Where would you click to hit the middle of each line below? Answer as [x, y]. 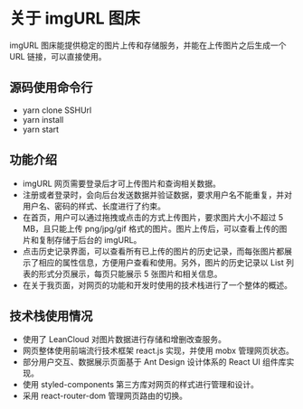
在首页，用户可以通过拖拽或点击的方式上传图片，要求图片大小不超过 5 [153, 217]
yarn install [43, 119]
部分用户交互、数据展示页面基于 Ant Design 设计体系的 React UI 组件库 [154, 362]
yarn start [41, 129]
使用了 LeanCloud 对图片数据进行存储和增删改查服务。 [124, 339]
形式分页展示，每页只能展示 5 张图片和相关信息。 [130, 274]
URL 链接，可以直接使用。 [58, 56]
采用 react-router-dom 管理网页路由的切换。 [105, 396]
